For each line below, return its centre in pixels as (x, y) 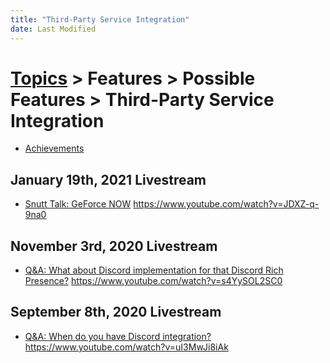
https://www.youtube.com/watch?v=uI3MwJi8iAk (126, 347)
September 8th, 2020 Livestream (116, 312)
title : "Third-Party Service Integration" (100, 19)
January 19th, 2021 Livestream (108, 179)
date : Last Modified (53, 29)
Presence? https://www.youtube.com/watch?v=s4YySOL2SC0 (153, 281)
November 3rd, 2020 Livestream (114, 246)
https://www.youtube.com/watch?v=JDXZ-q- (226, 204)
